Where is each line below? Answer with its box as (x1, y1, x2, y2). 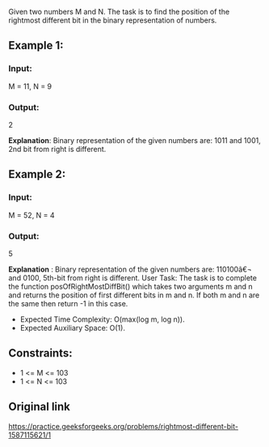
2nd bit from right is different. (8, 144, 107, 154)
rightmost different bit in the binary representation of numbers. (8, 15, 217, 25)
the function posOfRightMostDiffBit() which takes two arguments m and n (8, 281, 253, 291)
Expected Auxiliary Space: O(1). (19, 323, 125, 332)
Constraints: (8, 347, 73, 361)
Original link (8, 400, 71, 414)
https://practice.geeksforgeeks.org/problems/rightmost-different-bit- (8, 421, 238, 431)
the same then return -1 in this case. (8, 298, 128, 308)
